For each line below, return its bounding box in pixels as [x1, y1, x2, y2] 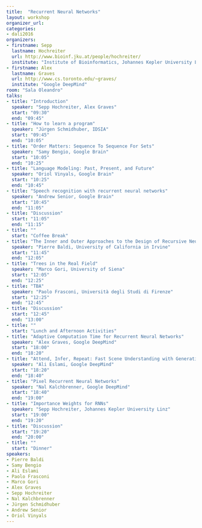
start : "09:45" [11, 132, 50, 138]
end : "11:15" [11, 222, 44, 228]
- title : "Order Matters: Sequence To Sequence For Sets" [6, 143, 155, 149]
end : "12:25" [11, 278, 44, 284]
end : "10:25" [11, 160, 44, 166]
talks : [6, 93, 23, 99]
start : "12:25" [11, 294, 50, 300]
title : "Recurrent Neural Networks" [6, 8, 101, 15]
